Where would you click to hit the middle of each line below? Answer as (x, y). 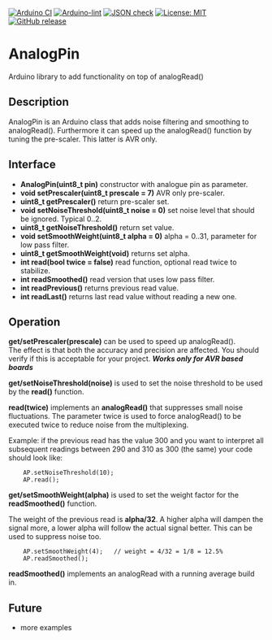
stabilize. (35, 270)
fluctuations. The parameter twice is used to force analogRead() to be (125, 416)
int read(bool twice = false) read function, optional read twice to (128, 262)
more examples (46, 628)
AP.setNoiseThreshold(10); (69, 473)
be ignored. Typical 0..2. (61, 219)
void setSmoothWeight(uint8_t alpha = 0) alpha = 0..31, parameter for (138, 236)
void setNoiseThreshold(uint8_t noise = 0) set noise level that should (137, 210)
